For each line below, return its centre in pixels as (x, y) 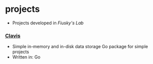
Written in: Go (26, 57)
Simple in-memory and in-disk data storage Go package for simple (80, 47)
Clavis (13, 36)
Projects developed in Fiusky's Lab (48, 23)
